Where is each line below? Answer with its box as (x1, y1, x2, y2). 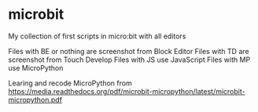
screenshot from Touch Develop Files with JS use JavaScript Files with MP (8, 55, 251, 64)
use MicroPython (8, 63, 64, 72)
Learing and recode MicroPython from (8, 78, 132, 88)
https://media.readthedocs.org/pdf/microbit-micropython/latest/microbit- (8, 86, 245, 96)
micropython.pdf (8, 95, 63, 104)
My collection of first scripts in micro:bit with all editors (8, 31, 186, 41)
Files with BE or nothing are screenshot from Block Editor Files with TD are (8, 46, 249, 56)
